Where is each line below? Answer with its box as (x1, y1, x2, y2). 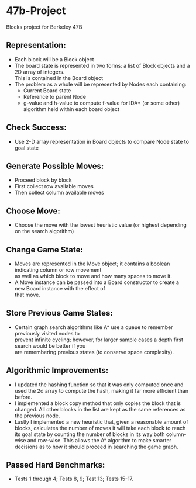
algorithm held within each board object (23, 105, 120, 112)
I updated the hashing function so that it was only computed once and (14, 381, 184, 388)
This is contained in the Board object (14, 74, 104, 81)
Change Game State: (6, 244, 83, 255)
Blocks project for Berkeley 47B (6, 23, 82, 30)
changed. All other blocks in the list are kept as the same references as (14, 406, 186, 413)
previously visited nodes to (14, 330, 80, 337)
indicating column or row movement (14, 267, 102, 273)
